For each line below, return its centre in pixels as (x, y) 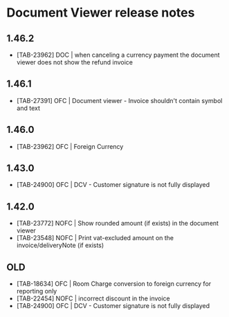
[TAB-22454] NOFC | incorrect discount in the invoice (93, 298)
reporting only (37, 291)
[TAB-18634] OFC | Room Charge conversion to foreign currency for (114, 284)
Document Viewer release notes (101, 13)
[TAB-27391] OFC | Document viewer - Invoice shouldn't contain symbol (119, 100)
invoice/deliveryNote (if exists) (60, 245)
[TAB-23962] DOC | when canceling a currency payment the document (118, 55)
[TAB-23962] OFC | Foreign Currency (70, 146)
